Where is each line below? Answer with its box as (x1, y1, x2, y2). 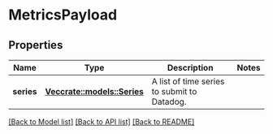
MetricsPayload (8, 6, 118, 24)
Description (167, 63, 214, 73)
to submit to (151, 86, 197, 97)
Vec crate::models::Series (44, 86, 144, 97)
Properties (8, 38, 63, 52)
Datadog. (151, 96, 187, 107)
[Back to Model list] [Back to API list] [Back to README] (8, 117, 195, 127)
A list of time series (151, 76, 225, 87)
